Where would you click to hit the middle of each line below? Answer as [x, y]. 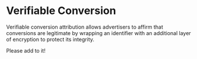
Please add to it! [26, 50]
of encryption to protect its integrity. [50, 39]
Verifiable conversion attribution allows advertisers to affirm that [85, 27]
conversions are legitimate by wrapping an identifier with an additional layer [99, 33]
